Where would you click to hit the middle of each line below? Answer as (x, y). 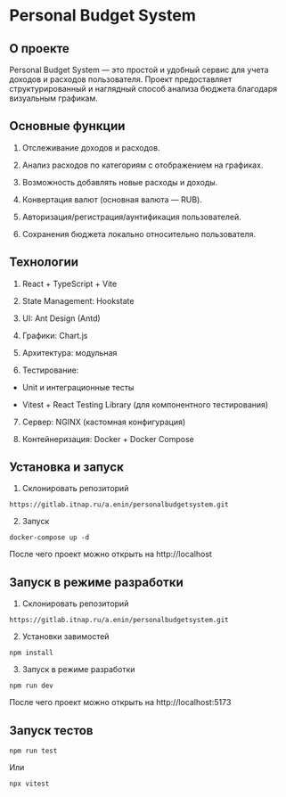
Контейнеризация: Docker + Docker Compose (108, 439)
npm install (31, 653)
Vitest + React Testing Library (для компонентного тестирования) (145, 404)
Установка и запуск (67, 468)
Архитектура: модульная (69, 352)
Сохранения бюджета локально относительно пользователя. (139, 234)
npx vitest (29, 784)
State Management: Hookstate (78, 300)
